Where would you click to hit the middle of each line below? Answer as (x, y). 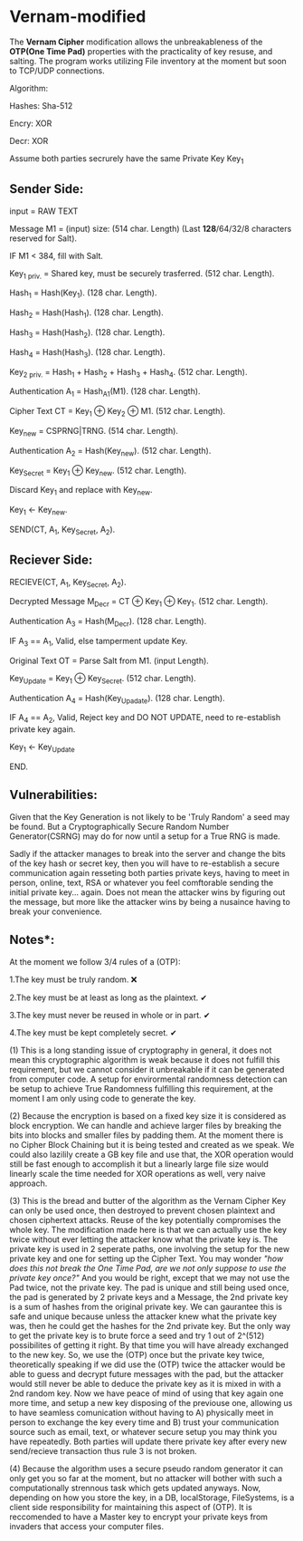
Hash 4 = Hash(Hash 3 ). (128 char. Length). (87, 353)
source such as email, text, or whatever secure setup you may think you (143, 1431)
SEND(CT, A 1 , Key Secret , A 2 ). (62, 530)
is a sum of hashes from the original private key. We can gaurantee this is (146, 1306)
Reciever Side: (51, 560)
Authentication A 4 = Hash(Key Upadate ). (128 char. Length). (117, 699)
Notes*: (32, 940)
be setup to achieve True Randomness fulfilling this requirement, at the (142, 1088)
